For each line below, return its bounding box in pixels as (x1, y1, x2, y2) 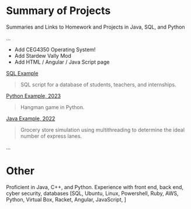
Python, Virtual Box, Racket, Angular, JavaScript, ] (6, 196, 127, 203)
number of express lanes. (20, 133, 82, 140)
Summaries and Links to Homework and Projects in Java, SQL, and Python (6, 23, 185, 30)
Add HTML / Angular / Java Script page (14, 58, 110, 65)
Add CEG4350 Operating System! (14, 46, 96, 53)
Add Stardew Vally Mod (14, 52, 72, 59)
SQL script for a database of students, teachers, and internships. (20, 81, 176, 88)
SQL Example (6, 69, 39, 76)
